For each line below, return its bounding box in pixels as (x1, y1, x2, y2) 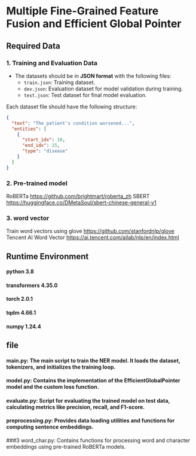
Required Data (6, 41, 61, 51)
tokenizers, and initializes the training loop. (6, 363, 116, 370)
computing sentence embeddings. (6, 424, 94, 431)
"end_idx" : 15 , (22, 143, 60, 149)
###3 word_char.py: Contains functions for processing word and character (6, 436, 191, 444)
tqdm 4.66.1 (6, 309, 36, 316)
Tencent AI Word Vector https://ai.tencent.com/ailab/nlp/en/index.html (6, 234, 179, 241)
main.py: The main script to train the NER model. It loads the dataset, (6, 357, 180, 364)
